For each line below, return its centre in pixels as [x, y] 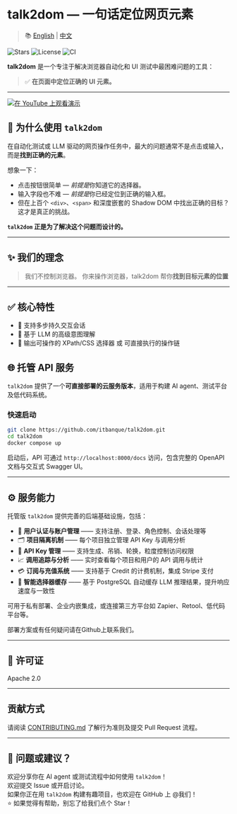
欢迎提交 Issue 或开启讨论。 [48, 786]
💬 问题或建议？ [39, 758]
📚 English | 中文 [48, 35]
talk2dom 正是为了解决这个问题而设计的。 [67, 227]
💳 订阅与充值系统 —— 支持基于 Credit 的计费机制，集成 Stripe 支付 [115, 571]
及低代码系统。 [29, 395]
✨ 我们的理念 [36, 258]
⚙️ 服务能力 [31, 497]
